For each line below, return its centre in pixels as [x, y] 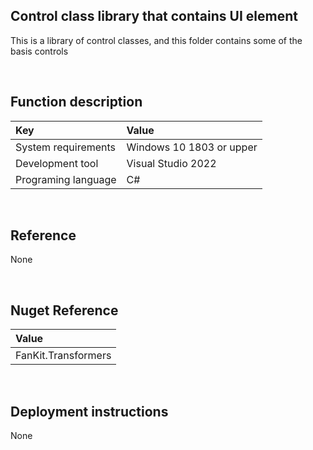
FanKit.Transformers [63, 356]
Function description [76, 102]
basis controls [39, 51]
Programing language [66, 179]
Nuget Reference [64, 310]
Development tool [57, 163]
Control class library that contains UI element [154, 16]
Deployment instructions [89, 411]
